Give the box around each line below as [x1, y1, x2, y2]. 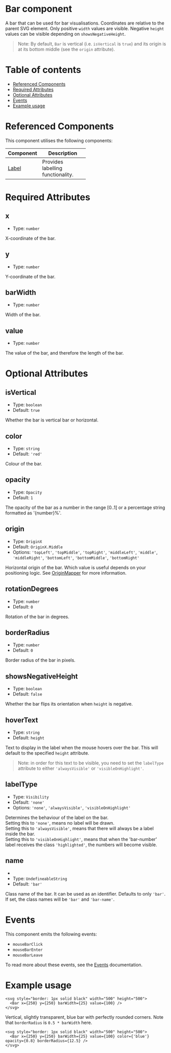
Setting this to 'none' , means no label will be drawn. [5, 820, 115, 826]
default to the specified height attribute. [5, 750, 89, 756]
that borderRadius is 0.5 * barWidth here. [5, 1020, 92, 1026]
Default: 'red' [12, 451, 42, 457]
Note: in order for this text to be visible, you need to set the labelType [17, 760, 164, 766]
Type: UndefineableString [12, 875, 67, 881]
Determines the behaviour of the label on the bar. [5, 814, 109, 821]
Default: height [12, 734, 45, 741]
